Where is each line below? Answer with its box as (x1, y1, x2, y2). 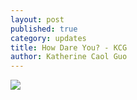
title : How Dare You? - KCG (10, 42, 128, 53)
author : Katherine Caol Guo (10, 52, 128, 62)
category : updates (10, 33, 87, 43)
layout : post (10, 14, 65, 25)
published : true (10, 24, 78, 34)
